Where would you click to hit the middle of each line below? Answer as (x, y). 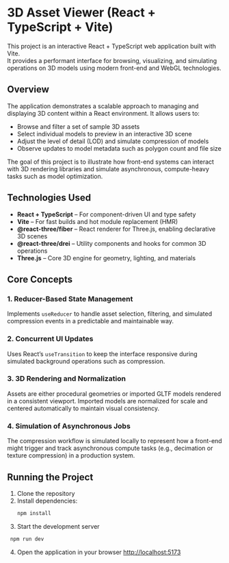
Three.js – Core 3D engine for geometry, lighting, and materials (106, 258)
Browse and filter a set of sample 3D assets (78, 126)
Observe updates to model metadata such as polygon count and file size (119, 148)
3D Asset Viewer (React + (81, 13)
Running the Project (50, 477)
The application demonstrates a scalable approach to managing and (103, 106)
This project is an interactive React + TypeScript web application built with (112, 46)
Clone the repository (46, 493)
